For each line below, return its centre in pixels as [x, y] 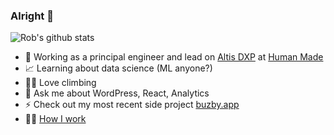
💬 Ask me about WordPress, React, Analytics [117, 93]
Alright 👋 [32, 16]
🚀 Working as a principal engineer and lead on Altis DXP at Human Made [174, 57]
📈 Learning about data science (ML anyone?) [118, 68]
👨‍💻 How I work [55, 119]
